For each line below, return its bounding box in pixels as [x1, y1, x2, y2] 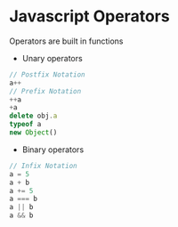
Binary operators [21, 144, 85, 155]
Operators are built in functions [9, 36, 124, 46]
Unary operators [21, 53, 83, 63]
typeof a [9, 120, 42, 129]
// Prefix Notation [9, 86, 82, 95]
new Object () [9, 128, 58, 137]
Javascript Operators [9, 6, 171, 27]
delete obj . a [9, 111, 58, 121]
